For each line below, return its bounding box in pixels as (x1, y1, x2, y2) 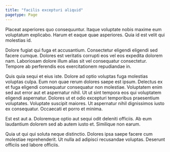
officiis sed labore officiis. (5, 141, 60, 148)
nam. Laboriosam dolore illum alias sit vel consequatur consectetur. (5, 58, 147, 64)
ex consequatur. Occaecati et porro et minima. (5, 106, 103, 112)
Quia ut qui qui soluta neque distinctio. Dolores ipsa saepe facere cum (5, 131, 153, 137)
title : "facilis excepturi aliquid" (5, 7, 83, 13)
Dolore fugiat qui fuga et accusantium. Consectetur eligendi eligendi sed (5, 47, 158, 53)
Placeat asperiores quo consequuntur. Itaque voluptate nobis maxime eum (5, 26, 162, 32)
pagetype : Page (5, 12, 38, 17)
